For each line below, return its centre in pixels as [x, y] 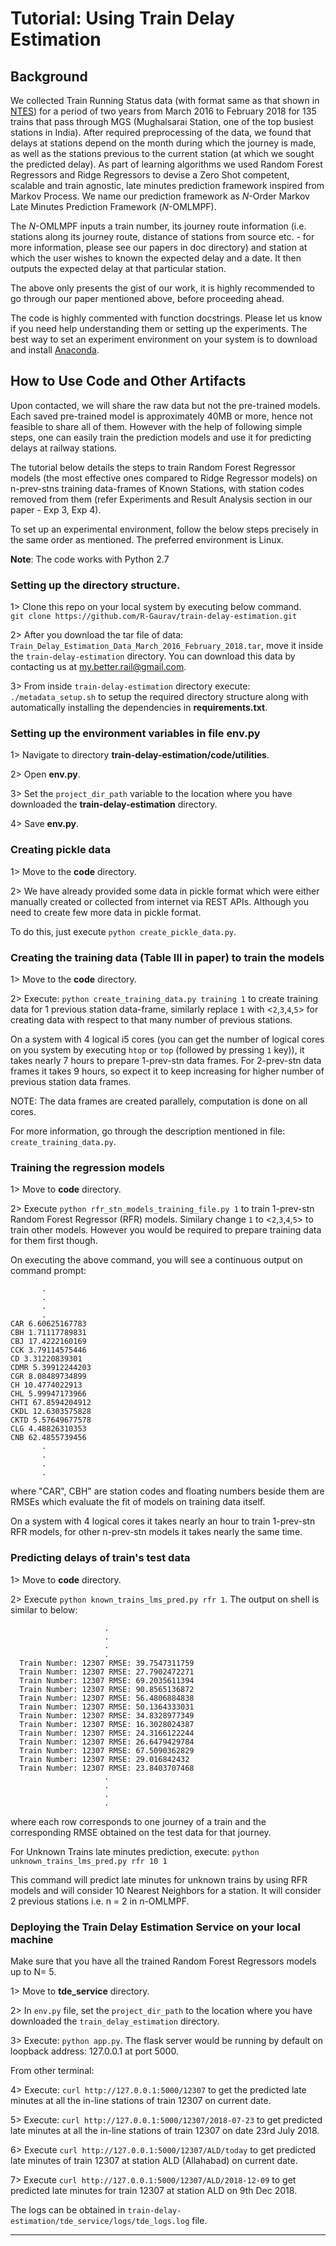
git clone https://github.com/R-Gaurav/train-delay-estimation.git [154, 617]
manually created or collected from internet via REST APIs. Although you [160, 901]
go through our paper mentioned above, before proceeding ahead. [147, 298]
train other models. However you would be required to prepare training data [166, 1230]
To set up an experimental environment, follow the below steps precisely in [164, 529]
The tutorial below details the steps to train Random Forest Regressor [153, 467]
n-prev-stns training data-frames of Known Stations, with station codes [157, 488]
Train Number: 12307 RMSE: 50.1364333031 [107, 1707]
